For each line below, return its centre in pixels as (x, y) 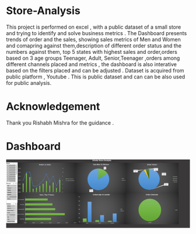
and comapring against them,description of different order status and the (94, 46)
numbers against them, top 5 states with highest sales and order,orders (92, 51)
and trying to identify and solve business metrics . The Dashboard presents (97, 33)
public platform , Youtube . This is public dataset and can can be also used (96, 77)
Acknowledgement (53, 107)
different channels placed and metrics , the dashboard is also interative (91, 64)
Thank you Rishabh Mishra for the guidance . (60, 123)
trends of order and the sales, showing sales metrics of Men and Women (93, 39)
